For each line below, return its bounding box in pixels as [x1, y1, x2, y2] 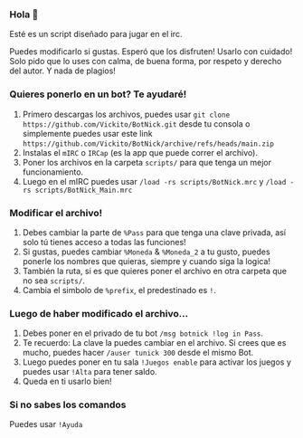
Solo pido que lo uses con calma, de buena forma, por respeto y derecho [9, 56, 282, 67]
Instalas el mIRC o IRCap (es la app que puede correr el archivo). [22, 147, 258, 157]
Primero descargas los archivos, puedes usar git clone [22, 109, 231, 119]
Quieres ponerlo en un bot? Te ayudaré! [9, 88, 187, 100]
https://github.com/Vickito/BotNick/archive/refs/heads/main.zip [22, 139, 274, 148]
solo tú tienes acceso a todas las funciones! [22, 236, 187, 247]
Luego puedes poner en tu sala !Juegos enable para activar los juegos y [22, 357, 292, 367]
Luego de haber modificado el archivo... [9, 307, 188, 319]
